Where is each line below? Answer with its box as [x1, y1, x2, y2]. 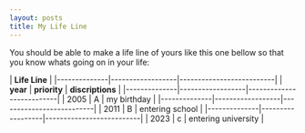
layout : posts [9, 13, 64, 23]
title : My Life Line [9, 22, 88, 31]
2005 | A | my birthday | [66, 93, 157, 105]
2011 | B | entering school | [103, 103, 203, 114]
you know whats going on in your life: [9, 56, 150, 67]
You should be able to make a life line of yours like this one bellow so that [9, 46, 284, 57]
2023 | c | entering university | [149, 113, 264, 124]
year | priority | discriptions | [9, 84, 121, 95]
